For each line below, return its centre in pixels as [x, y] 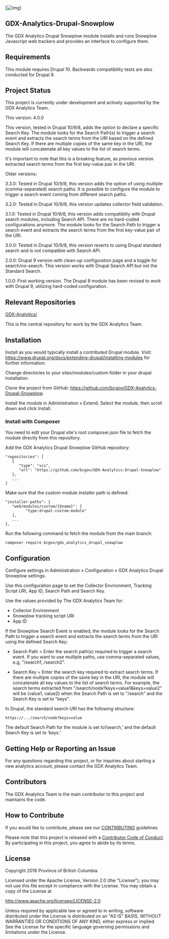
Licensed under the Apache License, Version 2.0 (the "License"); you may [82, 880]
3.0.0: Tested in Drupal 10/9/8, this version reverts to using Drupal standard [83, 245]
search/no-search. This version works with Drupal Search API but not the [81, 266]
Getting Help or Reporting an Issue [61, 748]
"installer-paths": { [28, 502]
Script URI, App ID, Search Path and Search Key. [55, 591]
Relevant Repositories [40, 302]
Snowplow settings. [26, 576]
